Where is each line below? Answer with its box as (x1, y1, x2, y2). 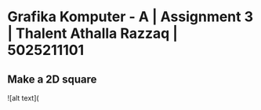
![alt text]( (7, 93, 40, 102)
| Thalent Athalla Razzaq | (7, 24, 178, 42)
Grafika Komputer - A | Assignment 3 (7, 8, 254, 26)
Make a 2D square (7, 72, 97, 86)
